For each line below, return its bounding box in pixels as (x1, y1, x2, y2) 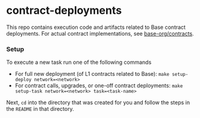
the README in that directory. (6, 105, 74, 113)
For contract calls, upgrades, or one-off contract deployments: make (14, 82, 183, 89)
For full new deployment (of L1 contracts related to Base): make (14, 70, 170, 78)
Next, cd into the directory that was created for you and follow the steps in (6, 99, 190, 106)
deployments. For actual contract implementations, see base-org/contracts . (6, 29, 194, 37)
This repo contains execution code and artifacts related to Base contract (6, 23, 186, 31)
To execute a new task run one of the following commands (6, 58, 152, 66)
